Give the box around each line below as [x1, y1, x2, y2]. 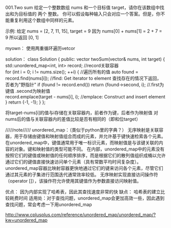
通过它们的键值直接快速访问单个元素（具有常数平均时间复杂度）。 [5, 159, 141, 165]
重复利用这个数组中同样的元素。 [9, 17, 77, 23]
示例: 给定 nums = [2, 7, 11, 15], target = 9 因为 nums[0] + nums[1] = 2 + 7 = [5, 28, 162, 34]
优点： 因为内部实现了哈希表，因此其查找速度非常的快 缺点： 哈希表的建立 [5, 189, 161, 195]
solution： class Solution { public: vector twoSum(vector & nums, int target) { [5, 56, 165, 62]
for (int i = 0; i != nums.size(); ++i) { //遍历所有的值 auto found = [5, 69, 139, 75]
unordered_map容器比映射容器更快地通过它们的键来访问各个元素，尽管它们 [5, 165, 164, 171]
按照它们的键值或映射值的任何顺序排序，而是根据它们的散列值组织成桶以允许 [5, 153, 166, 158]
